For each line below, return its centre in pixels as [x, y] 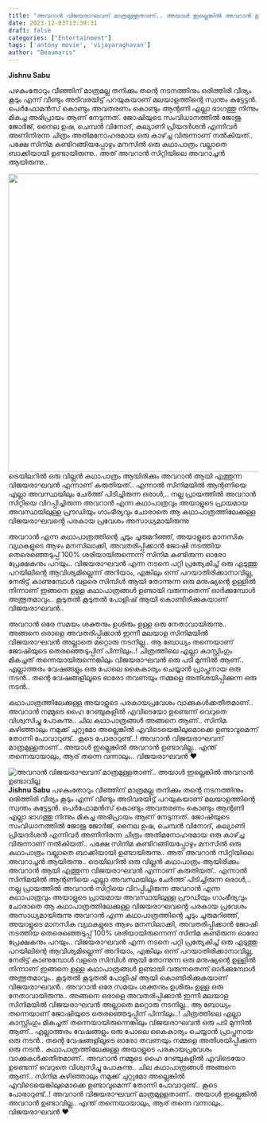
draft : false [30, 30]
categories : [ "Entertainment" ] [60, 38]
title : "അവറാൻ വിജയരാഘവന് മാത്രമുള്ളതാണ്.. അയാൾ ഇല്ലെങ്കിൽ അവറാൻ [130, 15]
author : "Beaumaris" [43, 52]
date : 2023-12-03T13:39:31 [53, 23]
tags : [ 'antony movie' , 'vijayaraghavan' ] [79, 45]
